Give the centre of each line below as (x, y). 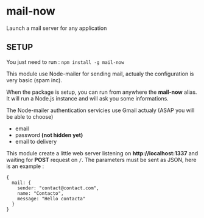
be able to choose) (30, 116)
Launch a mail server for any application (57, 28)
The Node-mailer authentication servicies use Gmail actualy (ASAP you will (100, 110)
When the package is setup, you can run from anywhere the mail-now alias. (102, 92)
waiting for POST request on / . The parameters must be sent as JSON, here (101, 160)
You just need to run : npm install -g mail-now (65, 62)
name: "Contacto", (40, 193)
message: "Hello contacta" (51, 199)
